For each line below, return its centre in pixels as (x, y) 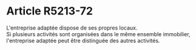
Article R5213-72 (49, 11)
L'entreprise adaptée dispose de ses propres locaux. (72, 28)
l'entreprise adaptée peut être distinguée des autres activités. (83, 40)
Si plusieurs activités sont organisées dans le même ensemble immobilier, (98, 34)
